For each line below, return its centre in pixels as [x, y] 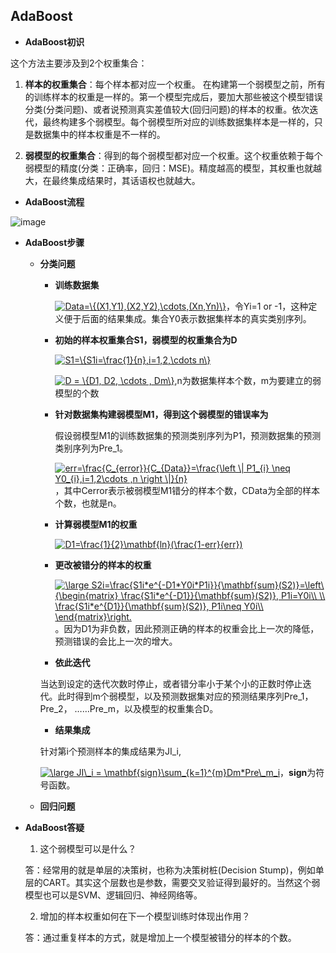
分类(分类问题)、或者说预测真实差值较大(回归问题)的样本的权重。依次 [167, 109]
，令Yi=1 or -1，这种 [267, 306]
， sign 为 [298, 772]
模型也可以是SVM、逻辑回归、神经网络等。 [113, 895]
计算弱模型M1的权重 [96, 524]
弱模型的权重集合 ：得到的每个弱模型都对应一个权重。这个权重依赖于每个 [173, 155]
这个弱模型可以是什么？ [88, 848]
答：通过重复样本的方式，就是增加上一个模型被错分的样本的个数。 [160, 937]
